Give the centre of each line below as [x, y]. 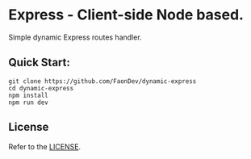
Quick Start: [39, 63]
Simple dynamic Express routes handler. [75, 37]
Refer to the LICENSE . [45, 146]
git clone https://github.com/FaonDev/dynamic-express [102, 81]
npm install [28, 95]
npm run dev [28, 103]
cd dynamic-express [41, 88]
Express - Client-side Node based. [126, 15]
